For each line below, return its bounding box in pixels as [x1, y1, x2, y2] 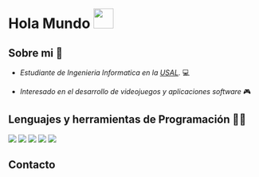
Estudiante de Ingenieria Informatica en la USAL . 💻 [19, 68, 190, 77]
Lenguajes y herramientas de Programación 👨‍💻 [8, 112, 247, 127]
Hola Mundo [8, 14, 91, 33]
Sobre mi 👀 [8, 46, 63, 60]
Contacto [8, 158, 56, 171]
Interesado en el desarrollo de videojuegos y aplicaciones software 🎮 [19, 87, 251, 96]
